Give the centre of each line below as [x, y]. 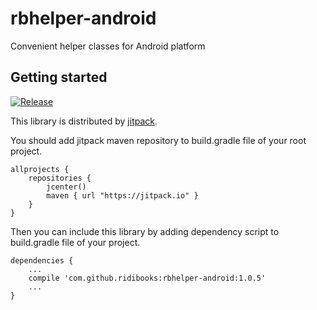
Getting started [59, 77]
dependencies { [42, 260]
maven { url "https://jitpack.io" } [122, 195]
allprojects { [40, 169]
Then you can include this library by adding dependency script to [145, 231]
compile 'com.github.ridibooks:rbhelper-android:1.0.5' [147, 278]
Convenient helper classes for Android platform [108, 46]
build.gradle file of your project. [75, 242]
